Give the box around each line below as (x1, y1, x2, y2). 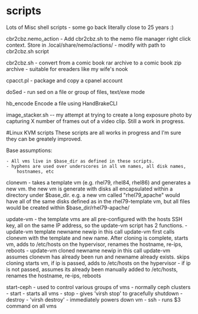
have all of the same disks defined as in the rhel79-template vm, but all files (6, 198, 190, 205)
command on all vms (6, 302, 57, 309)
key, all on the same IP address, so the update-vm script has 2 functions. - (6, 222, 188, 229)
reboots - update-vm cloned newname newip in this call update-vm (6, 247, 170, 254)
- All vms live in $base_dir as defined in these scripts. (6, 158, 155, 164)
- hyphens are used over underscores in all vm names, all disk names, (6, 163, 186, 169)
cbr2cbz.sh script (6, 47, 49, 54)
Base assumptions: (6, 147, 53, 154)
